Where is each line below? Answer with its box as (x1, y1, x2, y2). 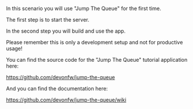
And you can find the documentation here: (6, 85, 108, 92)
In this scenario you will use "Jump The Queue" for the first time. (6, 5, 161, 12)
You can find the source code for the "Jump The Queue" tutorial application (6, 57, 188, 63)
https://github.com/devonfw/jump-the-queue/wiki (6, 96, 127, 103)
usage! (6, 45, 23, 52)
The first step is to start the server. (6, 16, 89, 23)
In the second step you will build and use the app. (6, 27, 126, 34)
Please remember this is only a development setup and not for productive (6, 39, 183, 45)
